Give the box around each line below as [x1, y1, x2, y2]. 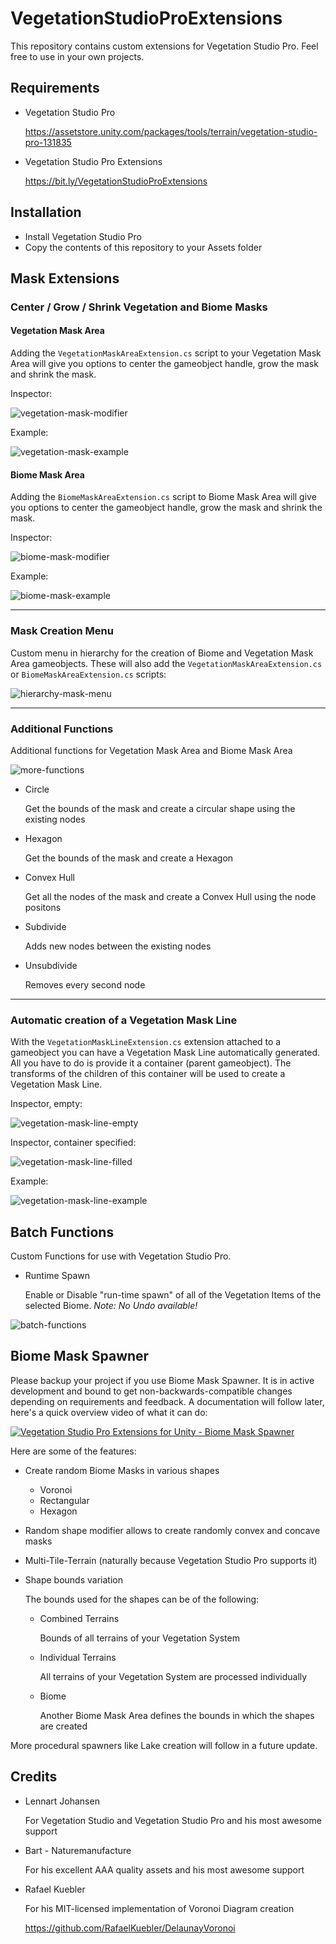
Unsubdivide [24, 959, 78, 971]
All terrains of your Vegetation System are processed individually [39, 1670, 308, 1682]
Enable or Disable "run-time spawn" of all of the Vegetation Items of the [24, 1288, 322, 1301]
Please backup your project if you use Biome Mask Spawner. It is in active [10, 1374, 315, 1386]
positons [24, 901, 62, 913]
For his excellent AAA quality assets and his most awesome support [24, 1863, 305, 1876]
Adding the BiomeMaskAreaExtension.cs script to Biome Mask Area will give [10, 491, 317, 503]
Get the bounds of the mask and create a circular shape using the [24, 802, 296, 814]
